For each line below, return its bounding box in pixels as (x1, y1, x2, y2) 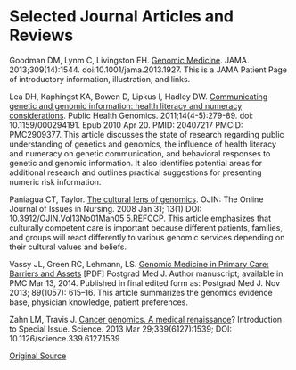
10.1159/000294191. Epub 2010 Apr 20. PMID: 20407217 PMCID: (9, 119, 243, 130)
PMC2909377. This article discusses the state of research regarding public (9, 129, 284, 139)
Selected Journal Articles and (9, 6, 234, 27)
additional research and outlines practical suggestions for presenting (9, 167, 262, 178)
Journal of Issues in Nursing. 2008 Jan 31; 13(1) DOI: (9, 203, 202, 214)
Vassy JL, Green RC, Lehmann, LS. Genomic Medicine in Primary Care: (9, 258, 269, 269)
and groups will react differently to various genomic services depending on (9, 231, 285, 242)
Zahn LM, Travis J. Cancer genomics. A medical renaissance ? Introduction (9, 314, 283, 324)
